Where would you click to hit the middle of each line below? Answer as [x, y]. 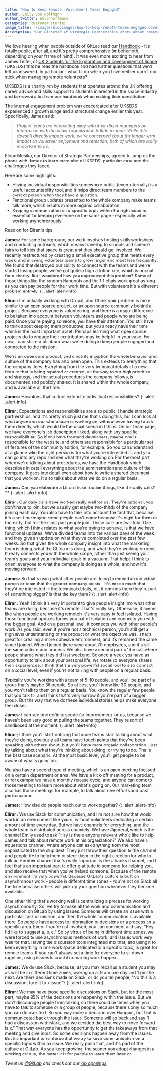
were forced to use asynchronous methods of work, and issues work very [79, 937]
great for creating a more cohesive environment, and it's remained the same [81, 639]
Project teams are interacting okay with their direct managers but [82, 126]
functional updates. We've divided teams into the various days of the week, [80, 533]
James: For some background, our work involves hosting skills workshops [79, 240]
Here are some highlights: [31, 175]
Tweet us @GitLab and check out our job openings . [57, 1063]
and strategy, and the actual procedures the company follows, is [69, 377]
